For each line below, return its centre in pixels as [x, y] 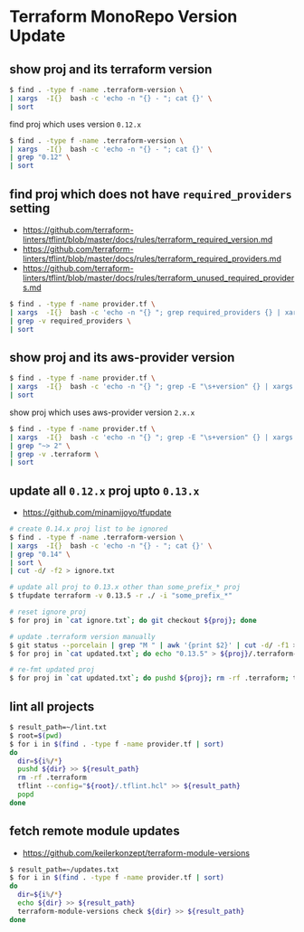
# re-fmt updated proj [52, 670]
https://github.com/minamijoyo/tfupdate [97, 513]
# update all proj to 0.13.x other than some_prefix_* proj [125, 588]
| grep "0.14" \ [40, 554]
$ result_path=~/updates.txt [64, 870]
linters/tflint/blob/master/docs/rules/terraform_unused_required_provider [158, 278]
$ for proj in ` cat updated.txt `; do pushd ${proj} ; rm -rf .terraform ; [149, 678]
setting [30, 208]
